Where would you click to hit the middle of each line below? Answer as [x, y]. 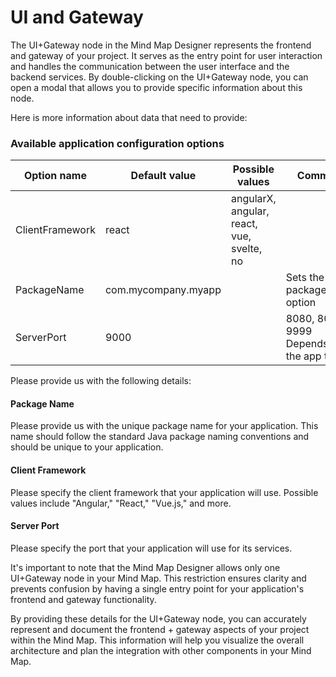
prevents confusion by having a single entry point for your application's [157, 588]
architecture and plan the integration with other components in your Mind [161, 650]
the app [303, 356]
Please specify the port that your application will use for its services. [151, 548]
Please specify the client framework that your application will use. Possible [164, 492]
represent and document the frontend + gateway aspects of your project [160, 629]
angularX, [253, 199]
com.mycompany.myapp [163, 290]
